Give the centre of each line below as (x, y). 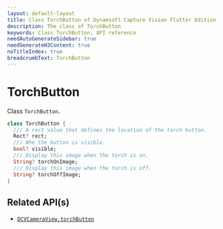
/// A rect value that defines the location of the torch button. (110, 130)
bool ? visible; (35, 149)
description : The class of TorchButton (64, 26)
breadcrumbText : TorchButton (49, 58)
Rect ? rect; (31, 136)
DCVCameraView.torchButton (56, 219)
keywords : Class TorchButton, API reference (72, 33)
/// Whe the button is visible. (60, 143)
